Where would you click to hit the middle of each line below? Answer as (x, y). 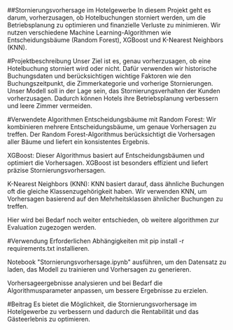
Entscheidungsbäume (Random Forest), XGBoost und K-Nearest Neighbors (115, 40)
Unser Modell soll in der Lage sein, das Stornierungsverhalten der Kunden (114, 91)
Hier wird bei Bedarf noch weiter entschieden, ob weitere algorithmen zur (113, 220)
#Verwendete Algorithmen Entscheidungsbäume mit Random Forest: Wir (112, 119)
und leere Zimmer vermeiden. (50, 106)
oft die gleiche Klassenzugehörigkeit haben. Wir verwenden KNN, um (107, 191)
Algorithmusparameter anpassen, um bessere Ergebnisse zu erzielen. (108, 290)
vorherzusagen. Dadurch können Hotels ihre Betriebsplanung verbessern (113, 98)
